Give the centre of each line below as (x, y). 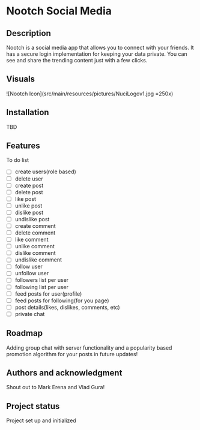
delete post (29, 192)
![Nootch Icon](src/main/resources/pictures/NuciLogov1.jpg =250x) (90, 94)
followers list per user (42, 280)
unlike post (29, 206)
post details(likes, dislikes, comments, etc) (67, 307)
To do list (17, 160)
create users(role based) (45, 172)
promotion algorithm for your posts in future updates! (72, 354)
